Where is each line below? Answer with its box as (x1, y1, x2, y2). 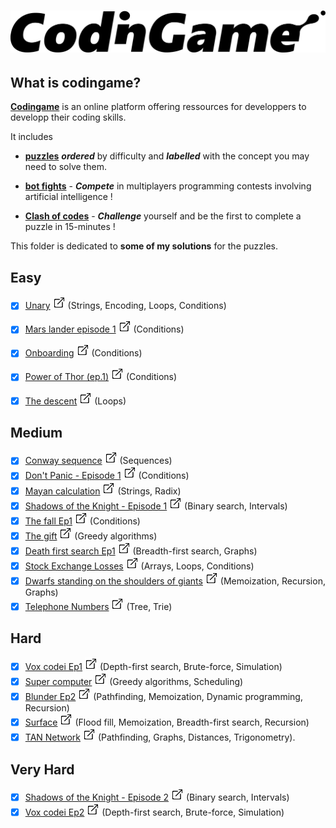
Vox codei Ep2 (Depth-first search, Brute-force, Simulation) (24, 806, 285, 818)
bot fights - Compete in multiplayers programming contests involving (24, 180, 312, 192)
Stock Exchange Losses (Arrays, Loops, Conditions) (24, 560, 255, 572)
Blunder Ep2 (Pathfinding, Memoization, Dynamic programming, (24, 690, 303, 702)
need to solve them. (24, 161, 107, 173)
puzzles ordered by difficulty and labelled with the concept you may (24, 150, 310, 162)
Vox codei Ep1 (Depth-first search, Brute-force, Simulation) (24, 660, 283, 672)
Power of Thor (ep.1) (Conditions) (24, 371, 178, 383)
